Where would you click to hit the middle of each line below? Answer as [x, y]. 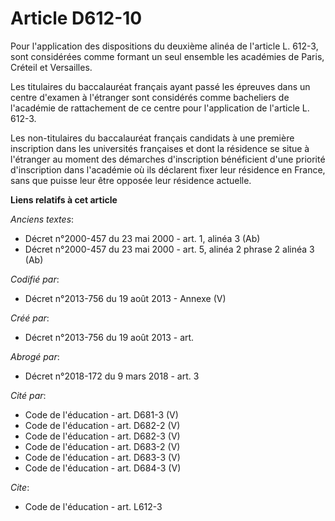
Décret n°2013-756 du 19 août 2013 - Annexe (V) [125, 298]
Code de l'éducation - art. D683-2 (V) [102, 446]
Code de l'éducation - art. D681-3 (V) [101, 414]
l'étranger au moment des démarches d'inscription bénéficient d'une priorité [168, 159]
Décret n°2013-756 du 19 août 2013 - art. [109, 337]
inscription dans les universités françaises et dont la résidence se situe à [160, 148]
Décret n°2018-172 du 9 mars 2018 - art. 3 [112, 376]
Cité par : [28, 395]
